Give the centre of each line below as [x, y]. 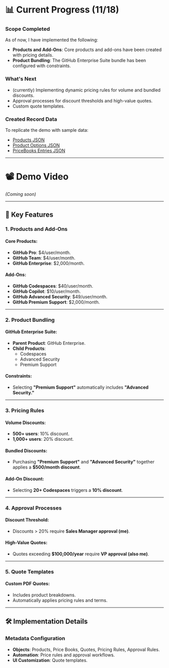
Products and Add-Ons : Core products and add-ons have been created [87, 50]
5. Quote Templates [30, 572]
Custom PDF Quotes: [28, 584]
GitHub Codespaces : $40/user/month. [53, 286]
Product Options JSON [36, 145]
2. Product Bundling [30, 320]
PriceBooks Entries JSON [39, 151]
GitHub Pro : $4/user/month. [42, 252]
